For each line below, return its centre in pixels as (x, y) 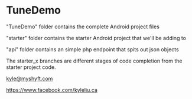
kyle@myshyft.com (30, 78)
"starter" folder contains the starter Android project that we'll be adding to (96, 38)
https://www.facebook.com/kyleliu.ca (52, 90)
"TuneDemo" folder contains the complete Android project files (83, 27)
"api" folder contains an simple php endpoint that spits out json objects (92, 49)
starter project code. (31, 67)
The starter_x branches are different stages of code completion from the (94, 61)
